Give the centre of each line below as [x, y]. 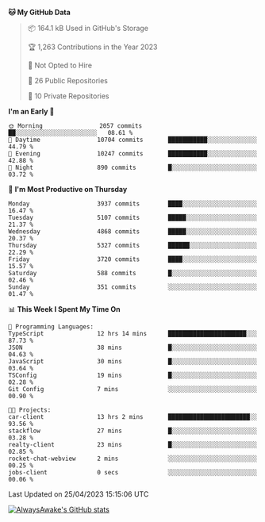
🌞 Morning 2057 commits [75, 126]
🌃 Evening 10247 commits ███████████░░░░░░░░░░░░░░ [133, 154]
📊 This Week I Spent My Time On [64, 309]
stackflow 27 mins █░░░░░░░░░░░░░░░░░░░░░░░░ [133, 431]
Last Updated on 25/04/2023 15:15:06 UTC [79, 494]
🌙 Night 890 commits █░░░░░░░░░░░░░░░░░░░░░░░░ [133, 167]
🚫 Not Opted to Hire [60, 65]
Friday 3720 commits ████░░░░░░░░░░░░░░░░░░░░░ [133, 259]
